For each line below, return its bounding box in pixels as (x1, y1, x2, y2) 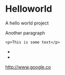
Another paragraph (5, 30, 45, 36)
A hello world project (5, 20, 49, 26)
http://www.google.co (5, 64, 51, 70)
